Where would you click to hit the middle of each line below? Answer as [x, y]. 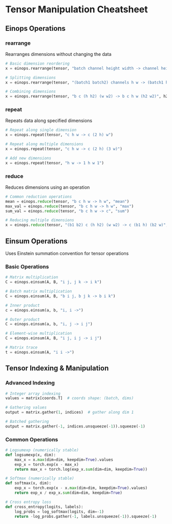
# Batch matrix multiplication [39, 292]
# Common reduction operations [39, 197]
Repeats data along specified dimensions [49, 121]
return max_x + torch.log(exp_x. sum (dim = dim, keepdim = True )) [81, 469]
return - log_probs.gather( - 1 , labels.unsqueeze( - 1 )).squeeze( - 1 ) [86, 516]
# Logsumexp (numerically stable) [42, 450]
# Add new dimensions [28, 158]
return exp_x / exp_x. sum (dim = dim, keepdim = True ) [69, 493]
